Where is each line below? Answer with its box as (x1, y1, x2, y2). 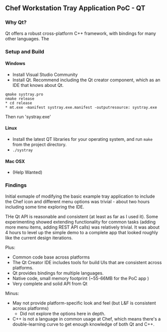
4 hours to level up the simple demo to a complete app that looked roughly (5, 229, 159, 235)
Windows (5, 60, 25, 66)
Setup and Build (5, 48, 44, 55)
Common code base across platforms (12, 254, 90, 260)
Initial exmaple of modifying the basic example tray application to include (5, 193, 156, 199)
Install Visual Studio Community (12, 71, 78, 77)
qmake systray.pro (5, 92, 43, 97)
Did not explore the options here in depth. (19, 311, 106, 317)
